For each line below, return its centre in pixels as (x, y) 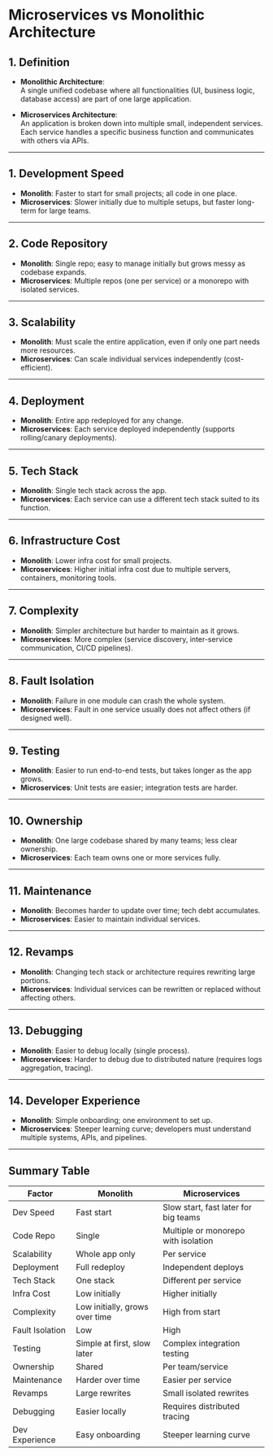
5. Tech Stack (43, 471)
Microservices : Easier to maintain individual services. (110, 919)
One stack (95, 1280)
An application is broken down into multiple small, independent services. (141, 123)
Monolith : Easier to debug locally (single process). (105, 1051)
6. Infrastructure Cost (64, 541)
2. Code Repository (58, 244)
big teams (181, 1218)
